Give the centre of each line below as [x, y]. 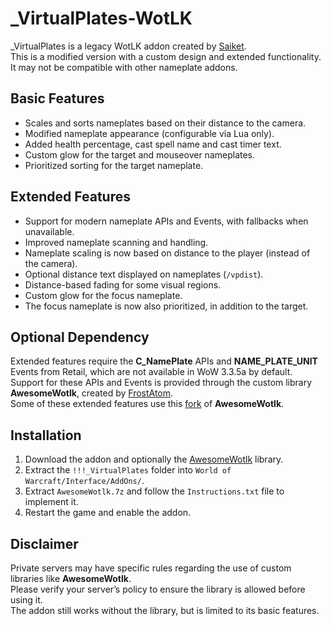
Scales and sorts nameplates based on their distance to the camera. [165, 123]
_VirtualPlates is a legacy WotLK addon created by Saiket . [128, 46]
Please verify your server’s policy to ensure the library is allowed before [158, 589]
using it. [26, 600]
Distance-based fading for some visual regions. [123, 284]
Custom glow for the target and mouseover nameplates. [140, 154]
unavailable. [49, 231]
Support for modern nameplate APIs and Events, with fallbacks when [166, 221]
